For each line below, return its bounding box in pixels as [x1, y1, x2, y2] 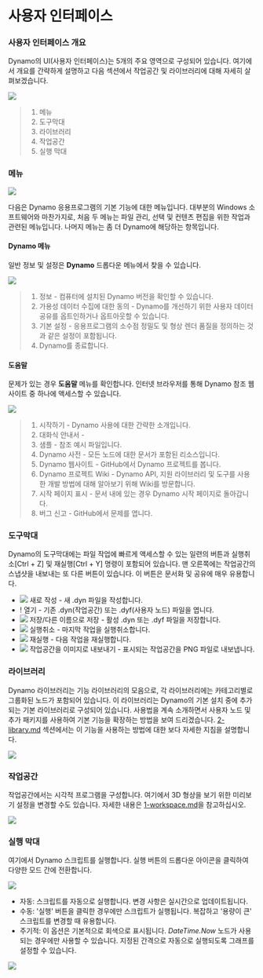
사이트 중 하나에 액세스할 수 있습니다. [8, 389, 122, 399]
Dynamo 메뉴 [8, 241, 51, 251]
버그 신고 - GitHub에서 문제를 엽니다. [38, 509, 153, 518]
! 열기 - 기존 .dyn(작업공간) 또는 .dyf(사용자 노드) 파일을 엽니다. [19, 605, 214, 615]
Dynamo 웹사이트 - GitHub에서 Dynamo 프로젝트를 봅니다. [38, 460, 221, 469]
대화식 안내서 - [38, 430, 85, 440]
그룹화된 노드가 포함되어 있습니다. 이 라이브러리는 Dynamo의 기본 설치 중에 [8, 695, 238, 705]
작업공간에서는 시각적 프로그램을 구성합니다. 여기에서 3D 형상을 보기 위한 [8, 790, 232, 800]
